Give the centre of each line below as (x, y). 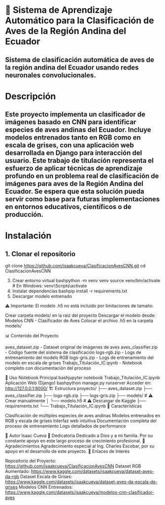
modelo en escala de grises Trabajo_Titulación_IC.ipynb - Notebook (74, 363)
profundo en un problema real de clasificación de (82, 176)
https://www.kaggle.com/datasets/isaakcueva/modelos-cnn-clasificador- (80, 492)
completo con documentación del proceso (48, 368)
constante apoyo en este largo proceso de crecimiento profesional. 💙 (75, 441)
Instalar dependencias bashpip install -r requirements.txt (70, 291)
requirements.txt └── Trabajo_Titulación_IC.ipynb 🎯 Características (73, 406)
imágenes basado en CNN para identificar (71, 122)
